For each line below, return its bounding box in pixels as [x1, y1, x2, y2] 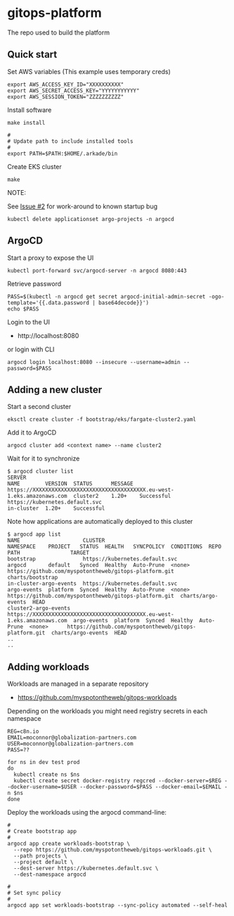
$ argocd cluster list [7, 468, 74, 475]
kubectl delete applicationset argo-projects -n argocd [7, 215, 174, 222]
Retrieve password [7, 280, 62, 288]
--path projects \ [13, 853, 68, 860]
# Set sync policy [7, 889, 61, 897]
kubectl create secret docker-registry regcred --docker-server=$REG [13, 777, 221, 784]
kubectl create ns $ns [13, 771, 80, 779]
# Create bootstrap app [7, 828, 77, 835]
